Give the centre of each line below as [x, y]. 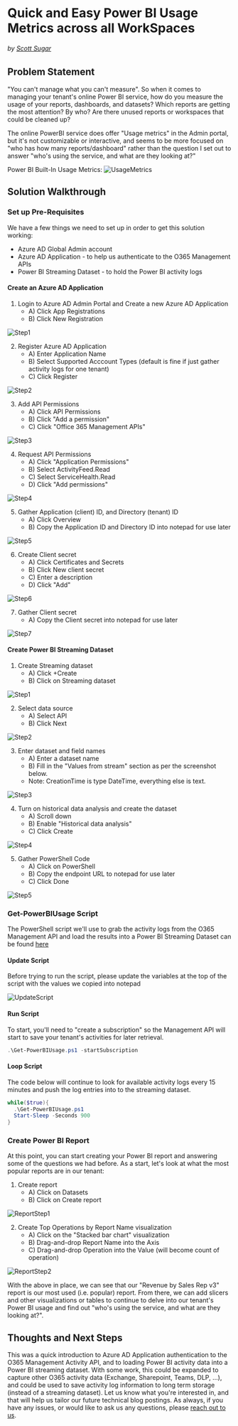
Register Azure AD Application [62, 346]
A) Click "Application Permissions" [79, 461]
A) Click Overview [55, 519]
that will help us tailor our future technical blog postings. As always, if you [115, 1400]
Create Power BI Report [49, 1140]
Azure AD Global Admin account [65, 249]
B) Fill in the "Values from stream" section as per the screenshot [122, 766]
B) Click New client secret [66, 569]
